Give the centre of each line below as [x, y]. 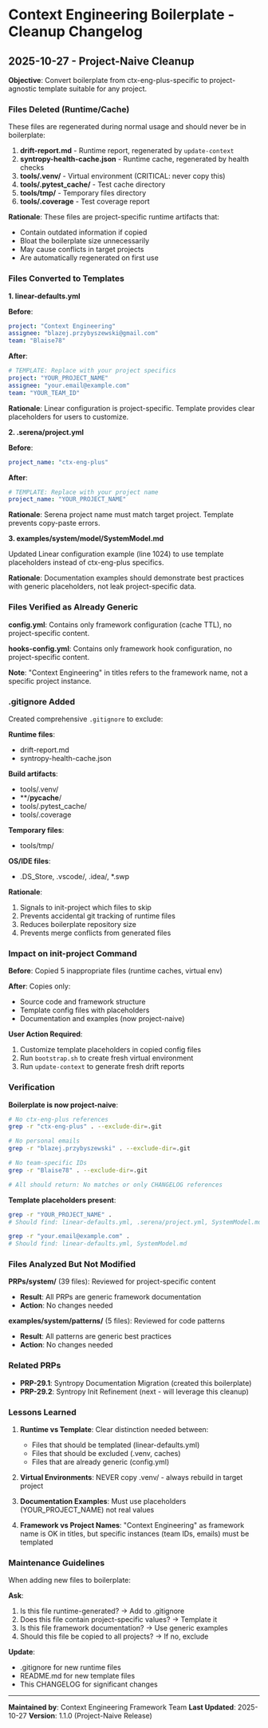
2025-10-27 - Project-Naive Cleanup [101, 61]
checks [32, 168]
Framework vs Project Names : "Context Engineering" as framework [132, 1525]
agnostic [23, 89]
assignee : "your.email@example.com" [69, 385]
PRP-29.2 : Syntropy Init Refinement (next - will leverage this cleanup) [134, 1391]
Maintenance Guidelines [57, 1563]
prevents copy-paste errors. [55, 523]
